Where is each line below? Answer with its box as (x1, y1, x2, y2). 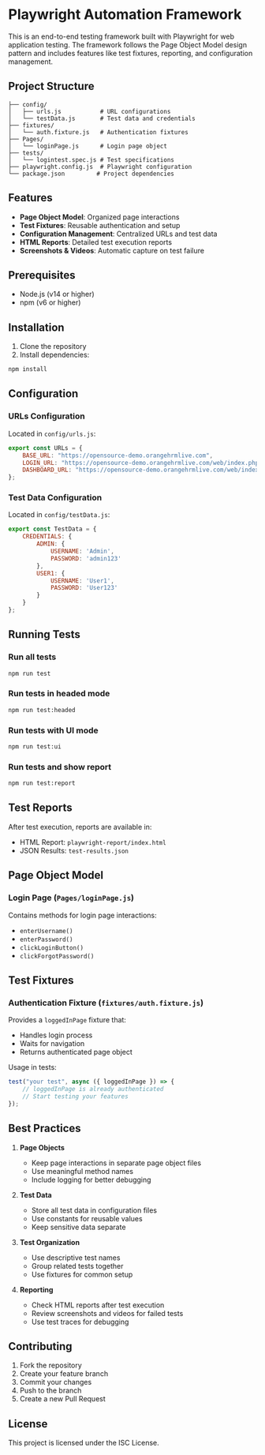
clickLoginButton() (19, 943, 84, 952)
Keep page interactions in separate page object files (31, 1158, 202, 1168)
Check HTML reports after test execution (31, 1300, 165, 1310)
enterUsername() (19, 927, 73, 935)
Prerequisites (8, 268, 76, 282)
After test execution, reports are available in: (8, 822, 152, 831)
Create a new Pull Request (19, 1394, 106, 1404)
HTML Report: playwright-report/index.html (19, 837, 167, 846)
